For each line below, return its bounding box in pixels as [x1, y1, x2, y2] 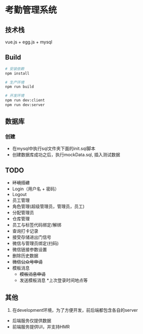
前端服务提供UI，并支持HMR [12, 324, 70, 330]
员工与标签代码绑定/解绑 [12, 222, 61, 228]
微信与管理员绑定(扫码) [12, 240, 59, 246]
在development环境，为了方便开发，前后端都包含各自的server [12, 307, 138, 313]
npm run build [5, 84, 34, 89]
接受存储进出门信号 [12, 234, 52, 240]
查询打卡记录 [12, 228, 38, 234]
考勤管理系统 [5, 4, 57, 16]
